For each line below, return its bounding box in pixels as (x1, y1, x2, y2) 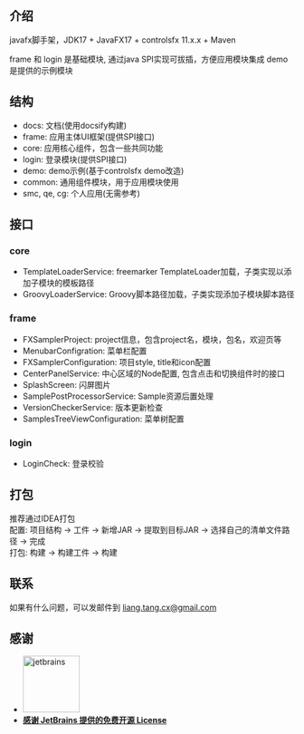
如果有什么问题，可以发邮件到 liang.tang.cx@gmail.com (9, 602, 217, 613)
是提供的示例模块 (9, 64, 73, 75)
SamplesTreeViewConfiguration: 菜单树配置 (22, 413, 185, 424)
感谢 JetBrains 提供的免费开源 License (22, 715, 167, 726)
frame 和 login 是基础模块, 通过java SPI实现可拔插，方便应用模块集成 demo (9, 53, 289, 64)
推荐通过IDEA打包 (9, 513, 75, 524)
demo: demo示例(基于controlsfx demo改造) (22, 165, 185, 176)
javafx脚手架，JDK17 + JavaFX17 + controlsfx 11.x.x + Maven (9, 34, 237, 45)
